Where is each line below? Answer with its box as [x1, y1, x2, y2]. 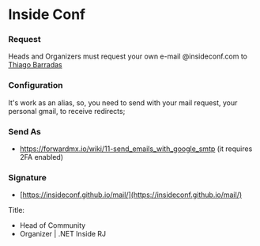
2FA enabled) [19, 153, 64, 162]
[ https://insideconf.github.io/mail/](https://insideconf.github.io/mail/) [19, 190, 243, 199]
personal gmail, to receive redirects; [8, 106, 126, 115]
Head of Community [19, 221, 86, 230]
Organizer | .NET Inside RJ [19, 229, 107, 239]
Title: [8, 206, 25, 215]
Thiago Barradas [8, 60, 62, 70]
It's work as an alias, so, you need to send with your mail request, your [8, 97, 238, 108]
